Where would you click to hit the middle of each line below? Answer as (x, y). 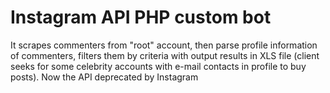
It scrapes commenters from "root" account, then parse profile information (164, 45)
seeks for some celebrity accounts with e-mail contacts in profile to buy (158, 66)
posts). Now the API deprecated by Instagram (104, 77)
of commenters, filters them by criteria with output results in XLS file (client (165, 55)
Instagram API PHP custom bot (141, 17)
